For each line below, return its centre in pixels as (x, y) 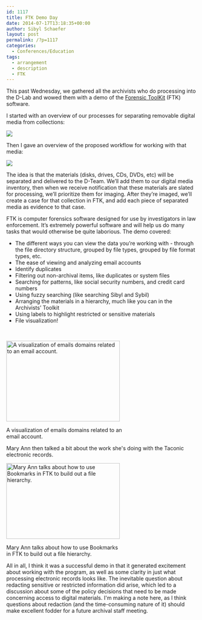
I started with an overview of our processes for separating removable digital (101, 116)
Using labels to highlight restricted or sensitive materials (85, 314)
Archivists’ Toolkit (37, 308)
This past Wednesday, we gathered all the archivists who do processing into (101, 91)
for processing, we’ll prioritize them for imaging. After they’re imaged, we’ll (99, 194)
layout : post (23, 35)
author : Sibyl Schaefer (36, 29)
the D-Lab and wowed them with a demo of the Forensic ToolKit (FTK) (93, 98)
